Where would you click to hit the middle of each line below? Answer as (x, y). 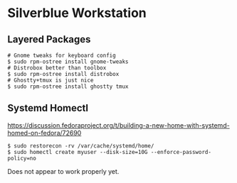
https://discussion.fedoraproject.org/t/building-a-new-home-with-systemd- (118, 125)
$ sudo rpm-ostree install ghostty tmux (68, 87)
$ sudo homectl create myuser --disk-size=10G (78, 152)
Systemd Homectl (48, 108)
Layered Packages (49, 39)
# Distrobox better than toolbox (57, 68)
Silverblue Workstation (77, 13)
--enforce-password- (181, 152)
